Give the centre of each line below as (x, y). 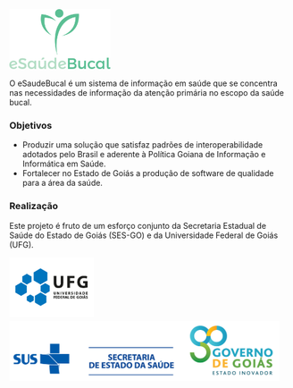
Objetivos (31, 125)
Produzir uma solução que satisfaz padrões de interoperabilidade (142, 145)
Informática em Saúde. (64, 164)
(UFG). (21, 244)
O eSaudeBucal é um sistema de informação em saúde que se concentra (144, 83)
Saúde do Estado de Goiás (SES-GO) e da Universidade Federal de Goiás (144, 235)
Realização (33, 207)
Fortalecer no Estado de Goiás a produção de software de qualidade (148, 173)
